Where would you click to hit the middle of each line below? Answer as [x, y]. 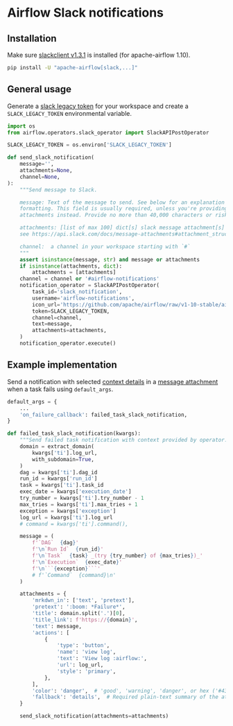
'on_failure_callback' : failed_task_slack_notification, [104, 415]
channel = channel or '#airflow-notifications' [89, 279]
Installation [32, 38]
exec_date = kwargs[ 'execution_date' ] [76, 492]
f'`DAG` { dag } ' [55, 543]
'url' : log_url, [80, 665]
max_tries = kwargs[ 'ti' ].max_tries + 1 [79, 504]
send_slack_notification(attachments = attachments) [94, 716]
